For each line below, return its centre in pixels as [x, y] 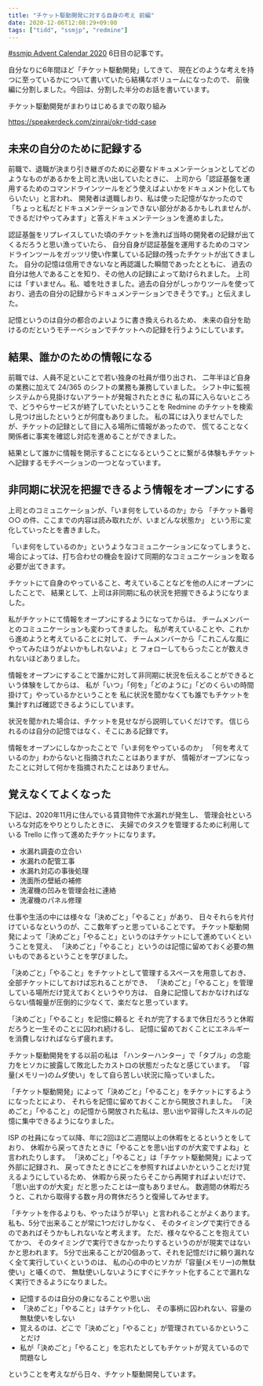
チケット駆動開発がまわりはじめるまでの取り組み [87, 106]
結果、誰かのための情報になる [80, 357]
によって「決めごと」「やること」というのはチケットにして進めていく [126, 936]
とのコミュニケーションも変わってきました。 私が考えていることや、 [119, 629]
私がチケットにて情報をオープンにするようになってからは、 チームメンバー [129, 619]
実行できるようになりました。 [63, 1282]
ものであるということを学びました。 [73, 956]
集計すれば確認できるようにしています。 [73, 704]
